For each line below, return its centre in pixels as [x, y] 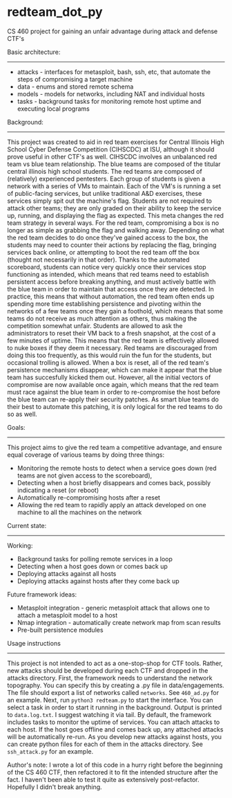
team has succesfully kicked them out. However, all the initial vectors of [109, 377]
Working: [20, 545]
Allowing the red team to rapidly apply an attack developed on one [112, 505]
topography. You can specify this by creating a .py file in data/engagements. [116, 685]
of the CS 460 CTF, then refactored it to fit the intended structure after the [113, 772]
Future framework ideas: [42, 594]
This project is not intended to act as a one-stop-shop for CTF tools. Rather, [115, 663]
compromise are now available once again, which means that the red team [113, 384]
